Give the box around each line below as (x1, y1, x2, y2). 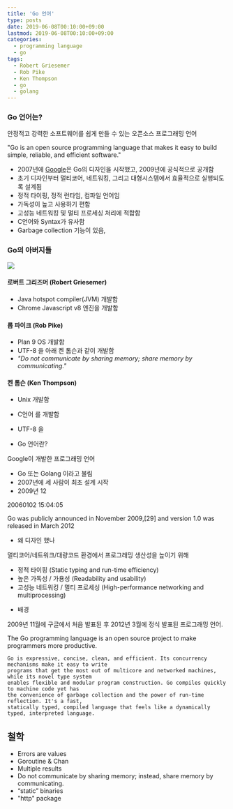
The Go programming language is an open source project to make (7, 634, 197, 642)
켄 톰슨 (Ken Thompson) (7, 378, 77, 387)
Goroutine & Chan (17, 757, 69, 766)
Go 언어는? (7, 112, 43, 122)
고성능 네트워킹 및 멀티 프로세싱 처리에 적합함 (17, 209, 141, 217)
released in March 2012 (7, 522, 75, 530)
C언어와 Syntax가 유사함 (17, 218, 85, 226)
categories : (7, 36, 42, 43)
